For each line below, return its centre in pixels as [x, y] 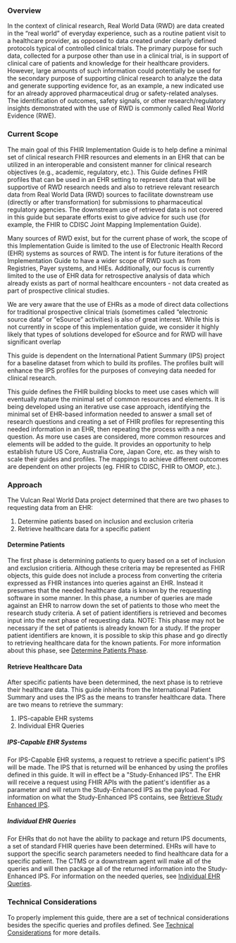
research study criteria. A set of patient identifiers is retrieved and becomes [117, 613]
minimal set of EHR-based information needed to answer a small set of [110, 414]
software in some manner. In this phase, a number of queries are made [110, 598]
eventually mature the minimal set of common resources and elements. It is [116, 399]
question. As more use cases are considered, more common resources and [117, 437]
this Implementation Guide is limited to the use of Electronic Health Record [115, 245]
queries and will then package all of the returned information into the [107, 869]
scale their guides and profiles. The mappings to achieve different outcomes [118, 459]
